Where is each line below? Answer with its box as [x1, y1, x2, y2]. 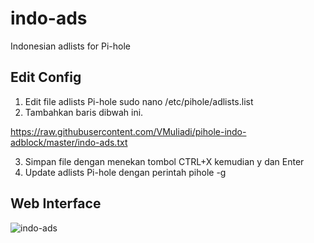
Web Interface [10, 195, 102, 212]
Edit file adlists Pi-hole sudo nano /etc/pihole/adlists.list [24, 95, 254, 107]
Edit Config [10, 69, 82, 86]
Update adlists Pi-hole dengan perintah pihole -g [24, 166, 227, 178]
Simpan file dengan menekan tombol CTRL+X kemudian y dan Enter [24, 155, 305, 167]
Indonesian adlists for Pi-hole [10, 40, 132, 52]
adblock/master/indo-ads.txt [10, 136, 128, 148]
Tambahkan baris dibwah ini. [24, 106, 144, 118]
